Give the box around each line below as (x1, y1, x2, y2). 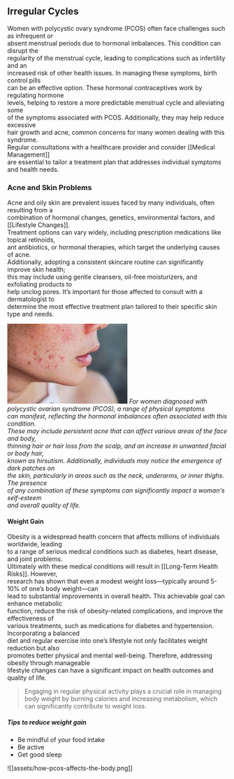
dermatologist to (7, 295, 54, 303)
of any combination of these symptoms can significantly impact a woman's (7, 486, 225, 495)
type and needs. (7, 310, 54, 319)
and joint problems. (7, 555, 63, 563)
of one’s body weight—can (21, 585, 98, 593)
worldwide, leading (7, 540, 62, 548)
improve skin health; (7, 265, 66, 274)
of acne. (7, 251, 31, 259)
